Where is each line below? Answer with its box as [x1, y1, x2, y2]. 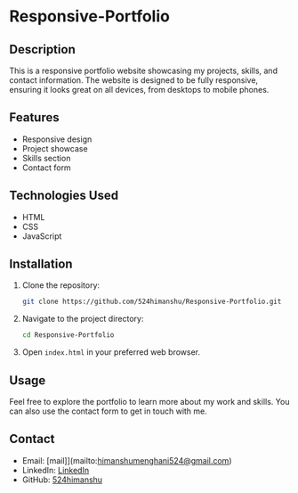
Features [9, 110, 60, 126]
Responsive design [21, 134, 93, 144]
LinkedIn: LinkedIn [21, 464, 90, 475]
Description [9, 42, 76, 57]
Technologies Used [9, 188, 118, 203]
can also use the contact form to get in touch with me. [9, 406, 207, 416]
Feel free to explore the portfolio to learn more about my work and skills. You [9, 397, 290, 407]
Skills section [21, 152, 71, 163]
